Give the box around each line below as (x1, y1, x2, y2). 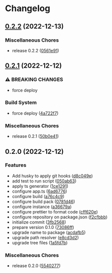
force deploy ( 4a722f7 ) (12, 110, 59, 116)
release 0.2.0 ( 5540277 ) (12, 263, 61, 269)
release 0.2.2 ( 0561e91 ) (12, 47, 59, 53)
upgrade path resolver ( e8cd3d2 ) (12, 234, 79, 240)
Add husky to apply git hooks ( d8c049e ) (12, 173, 93, 179)
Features (5, 162, 27, 168)
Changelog (5, 3, 50, 14)
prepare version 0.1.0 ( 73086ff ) (12, 224, 74, 230)
